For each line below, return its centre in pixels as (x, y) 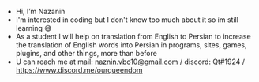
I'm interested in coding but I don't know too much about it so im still (127, 20)
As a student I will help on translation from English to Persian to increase (133, 36)
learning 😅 (34, 28)
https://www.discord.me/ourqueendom (79, 70)
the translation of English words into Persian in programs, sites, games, (131, 45)
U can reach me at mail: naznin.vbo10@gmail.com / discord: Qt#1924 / (130, 61)
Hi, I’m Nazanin (40, 11)
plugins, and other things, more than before (86, 53)
